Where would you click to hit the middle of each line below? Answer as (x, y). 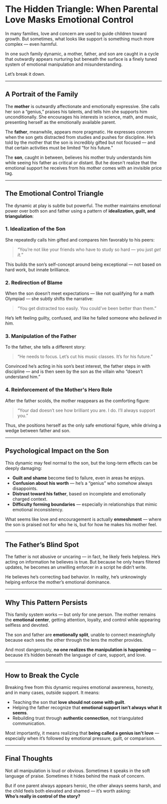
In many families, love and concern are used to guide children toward (76, 33)
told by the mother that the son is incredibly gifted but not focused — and (80, 142)
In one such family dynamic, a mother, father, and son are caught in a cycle (82, 54)
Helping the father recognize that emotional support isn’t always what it (87, 707)
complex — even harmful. (32, 44)
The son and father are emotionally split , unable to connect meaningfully (80, 635)
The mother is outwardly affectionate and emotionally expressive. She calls (83, 106)
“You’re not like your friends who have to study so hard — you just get (89, 249)
